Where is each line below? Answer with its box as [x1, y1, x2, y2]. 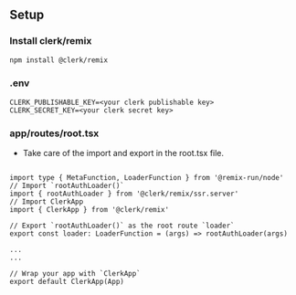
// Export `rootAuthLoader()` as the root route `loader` [9, 221, 235, 231]
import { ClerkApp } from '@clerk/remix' [9, 205, 170, 215]
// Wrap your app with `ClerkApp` [9, 269, 142, 279]
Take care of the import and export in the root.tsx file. [22, 148, 225, 159]
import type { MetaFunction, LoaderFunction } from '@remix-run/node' [9, 174, 284, 183]
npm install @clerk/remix [9, 55, 108, 65]
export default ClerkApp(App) [9, 278, 125, 287]
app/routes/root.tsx [9, 127, 100, 140]
